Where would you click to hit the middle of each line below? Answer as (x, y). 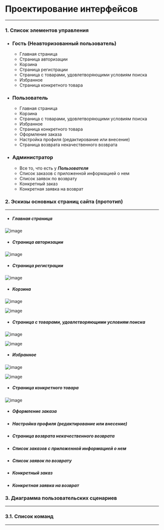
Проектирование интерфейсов (72, 9)
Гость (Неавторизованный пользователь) (64, 43)
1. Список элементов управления (47, 30)
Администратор (32, 157)
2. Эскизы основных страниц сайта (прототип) (64, 201)
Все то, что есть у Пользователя (54, 168)
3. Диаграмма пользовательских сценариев (61, 498)
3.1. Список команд (29, 516)
